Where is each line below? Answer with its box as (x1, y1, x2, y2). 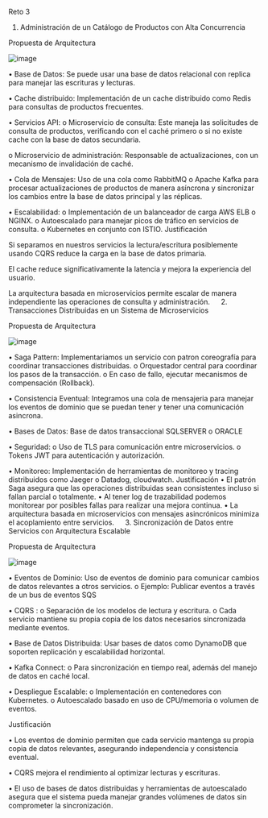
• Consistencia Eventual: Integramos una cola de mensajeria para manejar (8, 394, 254, 403)
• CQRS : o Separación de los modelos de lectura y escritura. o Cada (8, 606, 237, 615)
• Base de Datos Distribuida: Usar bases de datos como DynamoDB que (8, 638, 247, 648)
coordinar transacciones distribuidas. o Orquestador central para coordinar (8, 361, 258, 370)
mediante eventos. (8, 623, 70, 632)
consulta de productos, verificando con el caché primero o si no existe (8, 127, 243, 135)
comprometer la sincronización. (8, 801, 113, 810)
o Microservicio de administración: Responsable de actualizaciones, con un (8, 151, 259, 160)
